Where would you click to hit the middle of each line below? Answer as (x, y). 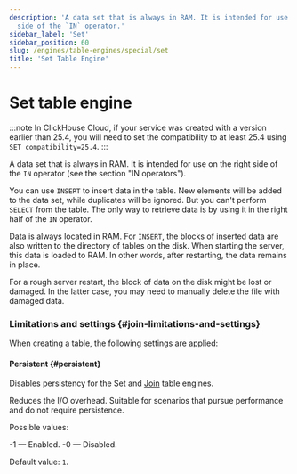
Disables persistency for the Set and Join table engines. (112, 383)
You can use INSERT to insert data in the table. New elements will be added (145, 190)
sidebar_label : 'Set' (49, 34)
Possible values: (39, 428)
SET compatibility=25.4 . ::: (59, 146)
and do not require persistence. (67, 410)
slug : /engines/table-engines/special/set (89, 51)
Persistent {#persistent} (55, 364)
